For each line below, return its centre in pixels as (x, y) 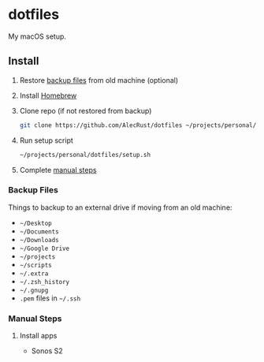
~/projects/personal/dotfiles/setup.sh (85, 155)
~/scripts (36, 265)
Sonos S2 (47, 351)
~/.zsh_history (45, 282)
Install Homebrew (48, 95)
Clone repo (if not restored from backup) (86, 110)
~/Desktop (36, 223)
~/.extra (34, 274)
